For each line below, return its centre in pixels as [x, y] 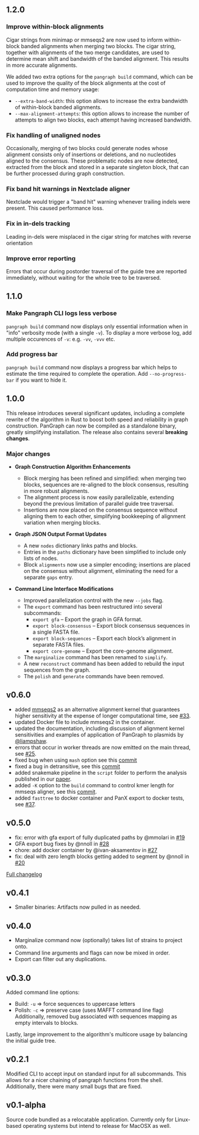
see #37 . [25, 804]
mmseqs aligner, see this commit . [56, 791]
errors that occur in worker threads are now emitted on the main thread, [103, 747]
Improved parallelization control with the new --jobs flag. [94, 600]
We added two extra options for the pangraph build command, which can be [99, 76]
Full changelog [24, 874]
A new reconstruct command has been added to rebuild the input [104, 663]
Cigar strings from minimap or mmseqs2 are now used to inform [85, 40]
